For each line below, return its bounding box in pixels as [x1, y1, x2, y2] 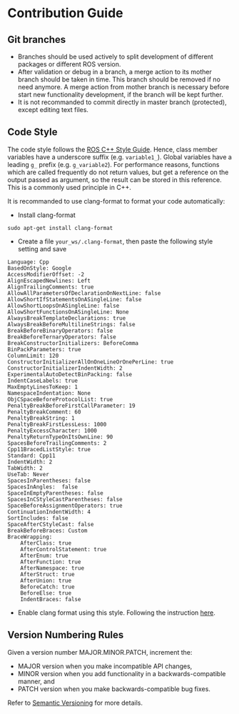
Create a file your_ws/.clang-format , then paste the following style [17, 237, 213, 246]
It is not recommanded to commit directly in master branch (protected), [17, 98, 227, 106]
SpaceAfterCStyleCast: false [7, 521, 94, 528]
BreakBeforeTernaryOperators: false [7, 333, 116, 341]
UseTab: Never [7, 471, 50, 478]
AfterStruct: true [20, 570, 75, 578]
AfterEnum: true [20, 552, 69, 559]
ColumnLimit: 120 [7, 352, 59, 359]
